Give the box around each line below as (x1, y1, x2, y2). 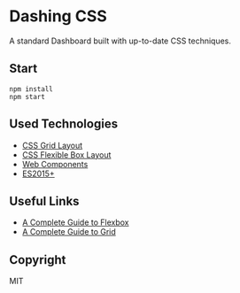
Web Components (21, 158, 89, 169)
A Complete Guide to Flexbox (21, 217, 129, 227)
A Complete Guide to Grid (21, 227, 117, 237)
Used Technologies (9, 117, 118, 132)
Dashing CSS (9, 6, 108, 27)
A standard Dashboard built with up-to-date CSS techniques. (9, 35, 232, 46)
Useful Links (9, 193, 80, 209)
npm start (9, 92, 46, 101)
